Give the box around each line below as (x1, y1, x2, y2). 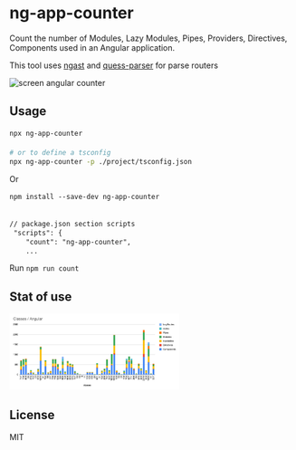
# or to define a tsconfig (9, 148, 111, 157)
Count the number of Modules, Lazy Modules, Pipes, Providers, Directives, (9, 33, 288, 43)
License (9, 407, 55, 423)
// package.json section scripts (9, 220, 136, 229)
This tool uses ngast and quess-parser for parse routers (9, 60, 219, 71)
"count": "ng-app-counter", (25, 238, 131, 247)
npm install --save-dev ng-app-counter (9, 193, 160, 202)
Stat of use (9, 289, 72, 304)
